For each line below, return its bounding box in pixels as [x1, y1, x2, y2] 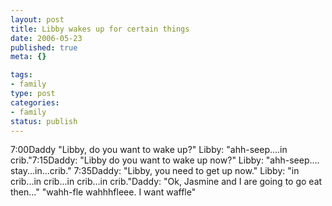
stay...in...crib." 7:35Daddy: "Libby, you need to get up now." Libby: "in [10, 165, 300, 177]
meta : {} [10, 52, 47, 62]
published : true [10, 42, 78, 53]
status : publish [10, 116, 78, 126]
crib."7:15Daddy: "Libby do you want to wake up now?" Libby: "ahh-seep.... [10, 154, 320, 166]
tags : [10, 70, 33, 80]
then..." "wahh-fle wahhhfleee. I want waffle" [10, 186, 197, 198]
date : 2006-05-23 [10, 33, 83, 43]
